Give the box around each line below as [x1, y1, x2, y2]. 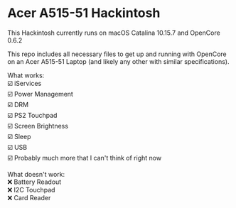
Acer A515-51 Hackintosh [7, 5, 161, 21]
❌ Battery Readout [7, 177, 62, 186]
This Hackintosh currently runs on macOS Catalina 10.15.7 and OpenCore [7, 28, 220, 37]
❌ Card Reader [7, 193, 51, 202]
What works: [7, 71, 45, 80]
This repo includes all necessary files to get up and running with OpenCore [7, 50, 227, 58]
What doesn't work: [7, 170, 65, 178]
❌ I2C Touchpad [7, 185, 55, 194]
